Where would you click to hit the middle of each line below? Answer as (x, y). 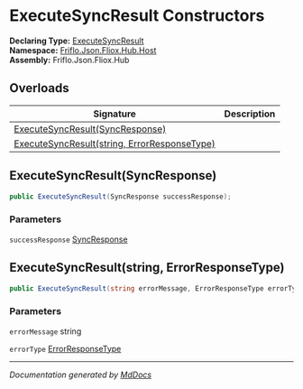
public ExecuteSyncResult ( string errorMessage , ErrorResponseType (137, 288)
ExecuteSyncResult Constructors (137, 16)
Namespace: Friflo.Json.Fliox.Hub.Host (83, 50)
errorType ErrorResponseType (65, 348)
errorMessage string (46, 331)
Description (250, 114)
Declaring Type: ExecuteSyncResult (77, 41)
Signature (115, 114)
